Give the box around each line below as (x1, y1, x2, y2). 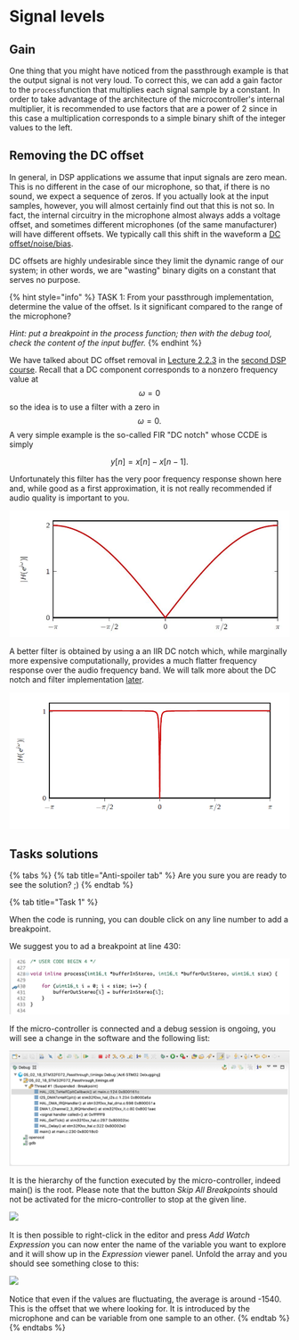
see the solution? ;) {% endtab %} (9, 879, 133, 889)
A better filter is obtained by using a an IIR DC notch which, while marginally (9, 645, 287, 657)
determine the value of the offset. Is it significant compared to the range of (9, 301, 283, 311)
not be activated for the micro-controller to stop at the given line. (9, 1194, 247, 1204)
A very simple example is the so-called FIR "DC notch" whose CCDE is (9, 429, 268, 440)
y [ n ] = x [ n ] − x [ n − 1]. (110, 456, 189, 467)
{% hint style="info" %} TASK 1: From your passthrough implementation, (9, 292, 274, 302)
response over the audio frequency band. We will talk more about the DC (9, 665, 277, 675)
